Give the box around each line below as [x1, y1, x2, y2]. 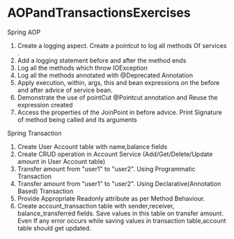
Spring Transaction [7, 129, 62, 137]
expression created [17, 100, 73, 109]
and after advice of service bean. [17, 86, 113, 94]
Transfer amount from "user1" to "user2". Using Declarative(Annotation [17, 179, 221, 187]
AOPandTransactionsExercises [7, 5, 191, 21]
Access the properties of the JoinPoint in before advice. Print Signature [17, 108, 223, 116]
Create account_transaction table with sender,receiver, [17, 201, 175, 210]
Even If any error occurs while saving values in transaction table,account [17, 216, 226, 224]
